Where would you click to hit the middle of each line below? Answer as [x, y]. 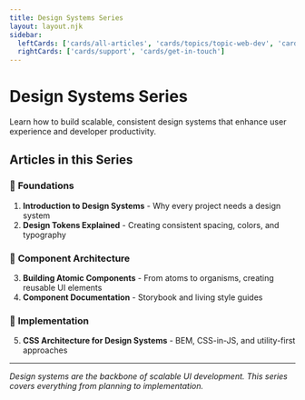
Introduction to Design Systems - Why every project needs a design [152, 205]
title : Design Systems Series [67, 18]
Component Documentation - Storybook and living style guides [143, 297]
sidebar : [26, 35]
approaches [45, 350]
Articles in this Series [71, 160]
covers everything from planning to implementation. [107, 386]
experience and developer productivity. [83, 132]
